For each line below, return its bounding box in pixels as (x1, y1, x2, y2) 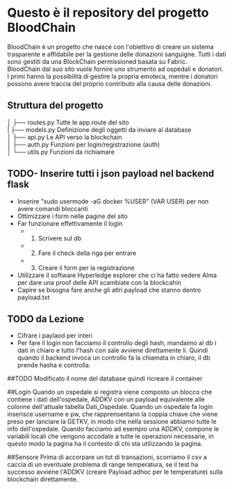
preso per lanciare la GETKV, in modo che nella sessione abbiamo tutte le (7, 417, 217, 426)
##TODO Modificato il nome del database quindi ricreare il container (7, 374, 203, 383)
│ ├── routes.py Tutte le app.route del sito (7, 118, 130, 126)
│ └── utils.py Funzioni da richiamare (7, 147, 115, 156)
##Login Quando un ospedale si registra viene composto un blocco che (7, 388, 213, 397)
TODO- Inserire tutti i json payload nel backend (7, 168, 215, 180)
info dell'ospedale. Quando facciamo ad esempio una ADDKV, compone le (7, 425, 219, 433)
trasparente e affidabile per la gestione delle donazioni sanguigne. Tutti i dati (7, 50, 226, 58)
